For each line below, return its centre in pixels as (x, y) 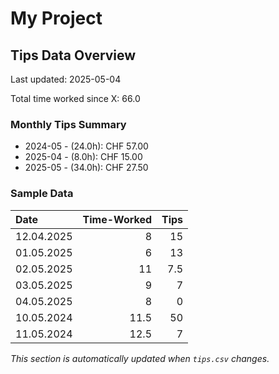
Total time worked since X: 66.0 (75, 98)
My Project (56, 18)
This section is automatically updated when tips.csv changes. (140, 358)
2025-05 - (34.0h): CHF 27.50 (86, 168)
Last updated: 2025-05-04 (66, 79)
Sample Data (42, 194)
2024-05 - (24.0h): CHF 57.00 (86, 146)
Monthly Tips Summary (68, 124)
